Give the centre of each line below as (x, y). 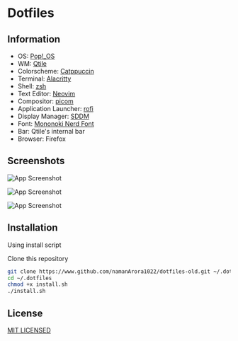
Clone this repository (38, 258)
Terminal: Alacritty (44, 79)
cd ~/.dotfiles (30, 278)
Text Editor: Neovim (46, 94)
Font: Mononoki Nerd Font (56, 124)
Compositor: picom (46, 101)
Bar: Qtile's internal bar (51, 131)
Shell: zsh (32, 86)
